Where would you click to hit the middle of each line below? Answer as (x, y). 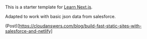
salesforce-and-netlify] (29, 31)
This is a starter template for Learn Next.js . (49, 7)
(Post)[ (12, 26)
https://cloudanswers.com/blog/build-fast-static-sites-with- (80, 26)
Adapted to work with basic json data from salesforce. (60, 16)
